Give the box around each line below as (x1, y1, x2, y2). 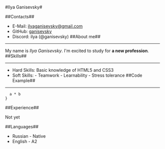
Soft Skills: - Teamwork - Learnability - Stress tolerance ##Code (12, 72, 142, 78)
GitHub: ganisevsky (12, 29, 52, 34)
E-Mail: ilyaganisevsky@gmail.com (12, 23, 83, 29)
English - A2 (12, 139, 38, 144)
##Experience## (5, 105, 39, 110)
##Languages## (5, 124, 39, 129)
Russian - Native (12, 133, 46, 139)
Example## (12, 78, 35, 83)
